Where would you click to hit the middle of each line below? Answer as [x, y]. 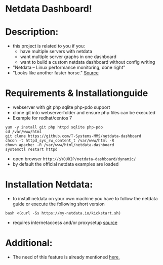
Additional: [29, 243]
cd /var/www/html [24, 132]
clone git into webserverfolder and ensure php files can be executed [84, 113]
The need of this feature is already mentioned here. [66, 257]
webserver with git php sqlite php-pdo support [61, 107]
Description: [32, 32]
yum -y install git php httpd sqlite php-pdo [54, 127]
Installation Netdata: [49, 185]
